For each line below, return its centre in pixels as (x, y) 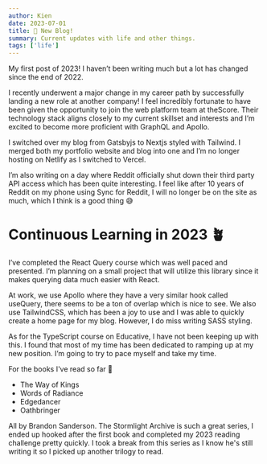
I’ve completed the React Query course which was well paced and (118, 263)
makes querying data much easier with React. (84, 280)
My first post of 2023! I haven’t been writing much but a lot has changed (128, 68)
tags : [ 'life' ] (34, 46)
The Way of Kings (49, 385)
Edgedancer (40, 402)
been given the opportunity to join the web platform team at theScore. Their (133, 110)
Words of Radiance (51, 393)
